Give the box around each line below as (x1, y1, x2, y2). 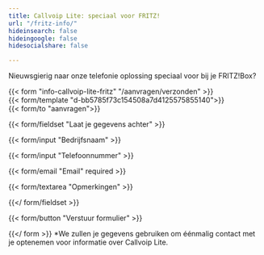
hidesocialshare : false (8, 42, 89, 50)
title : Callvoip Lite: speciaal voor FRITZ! (8, 11, 161, 20)
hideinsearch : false (8, 27, 78, 35)
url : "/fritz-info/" (8, 19, 78, 27)
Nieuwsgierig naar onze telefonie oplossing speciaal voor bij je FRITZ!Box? (8, 71, 257, 81)
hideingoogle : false (8, 34, 78, 43)
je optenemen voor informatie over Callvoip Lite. (8, 237, 169, 247)
